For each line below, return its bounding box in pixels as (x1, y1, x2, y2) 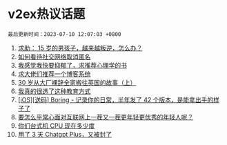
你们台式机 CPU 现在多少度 (17, 122, 95, 130)
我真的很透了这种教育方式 (17, 87, 91, 95)
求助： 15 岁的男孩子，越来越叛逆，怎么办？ (17, 43, 143, 52)
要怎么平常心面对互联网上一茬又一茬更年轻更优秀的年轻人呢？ (17, 113, 194, 121)
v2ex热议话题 (8, 6, 86, 22)
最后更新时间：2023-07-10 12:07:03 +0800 (8, 30, 121, 38)
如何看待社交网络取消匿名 (17, 52, 91, 61)
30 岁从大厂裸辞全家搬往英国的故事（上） (17, 78, 137, 86)
